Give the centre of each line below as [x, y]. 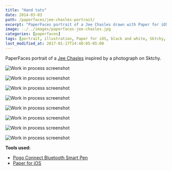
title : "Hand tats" [26, 10]
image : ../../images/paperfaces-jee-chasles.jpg [58, 29]
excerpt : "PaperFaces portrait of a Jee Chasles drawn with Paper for [82, 24]
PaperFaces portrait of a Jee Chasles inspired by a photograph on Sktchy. [83, 58]
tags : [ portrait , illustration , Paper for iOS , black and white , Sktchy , [86, 39]
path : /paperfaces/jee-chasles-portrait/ [50, 20]
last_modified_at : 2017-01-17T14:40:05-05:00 [55, 44]
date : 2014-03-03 [24, 15]
